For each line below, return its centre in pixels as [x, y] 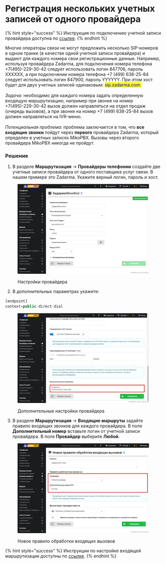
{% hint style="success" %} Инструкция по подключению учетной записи [83, 33]
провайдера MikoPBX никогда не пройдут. [50, 143]
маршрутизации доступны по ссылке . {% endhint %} [61, 556]
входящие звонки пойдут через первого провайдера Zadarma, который [82, 132]
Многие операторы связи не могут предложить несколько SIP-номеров [82, 48]
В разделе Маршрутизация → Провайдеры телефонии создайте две [86, 166]
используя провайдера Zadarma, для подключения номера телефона [79, 64]
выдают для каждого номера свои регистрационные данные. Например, [83, 58]
